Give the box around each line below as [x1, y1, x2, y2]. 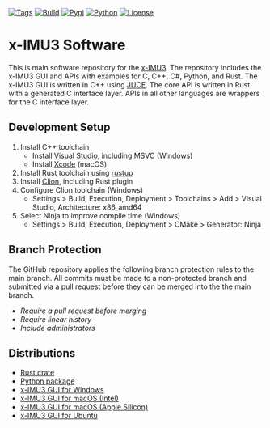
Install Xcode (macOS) [32, 159, 108, 169]
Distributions [8, 346, 76, 360]
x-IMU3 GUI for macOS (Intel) [19, 393, 119, 404]
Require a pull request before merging [19, 306, 147, 316]
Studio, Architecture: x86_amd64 [32, 202, 142, 212]
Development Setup [8, 121, 111, 134]
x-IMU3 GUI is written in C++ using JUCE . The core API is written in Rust [8, 79, 251, 89]
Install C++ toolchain [19, 142, 90, 151]
